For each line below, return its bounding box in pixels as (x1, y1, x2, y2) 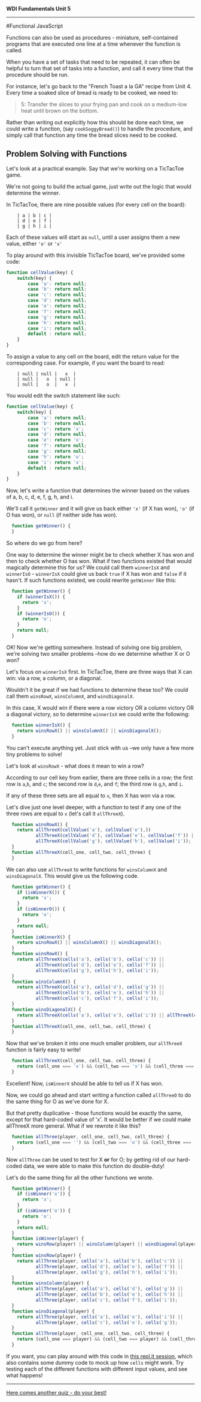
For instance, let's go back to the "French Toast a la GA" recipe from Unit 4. (6, 83, 192, 89)
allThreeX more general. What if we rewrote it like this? (6, 1122, 141, 1129)
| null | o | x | (17, 381, 77, 388)
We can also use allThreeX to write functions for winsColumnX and (6, 866, 167, 873)
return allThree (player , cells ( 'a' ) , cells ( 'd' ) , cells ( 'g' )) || (17, 1286, 184, 1292)
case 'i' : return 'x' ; (28, 459, 84, 465)
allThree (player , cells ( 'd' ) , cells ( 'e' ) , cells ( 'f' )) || (35, 1263, 184, 1269)
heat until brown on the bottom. (20, 107, 99, 114)
